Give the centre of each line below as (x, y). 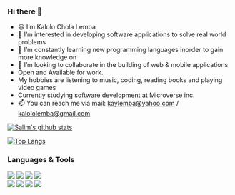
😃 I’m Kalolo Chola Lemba (57, 27)
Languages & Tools (41, 160)
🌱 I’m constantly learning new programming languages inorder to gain (120, 50)
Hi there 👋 (25, 11)
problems (32, 42)
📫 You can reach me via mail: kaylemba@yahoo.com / (98, 104)
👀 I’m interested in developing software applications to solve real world (122, 34)
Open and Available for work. (60, 72)
